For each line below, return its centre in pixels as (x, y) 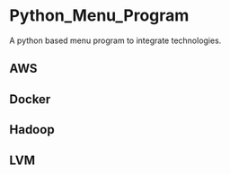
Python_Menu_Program (99, 16)
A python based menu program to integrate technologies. (115, 40)
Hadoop (32, 130)
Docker (30, 99)
